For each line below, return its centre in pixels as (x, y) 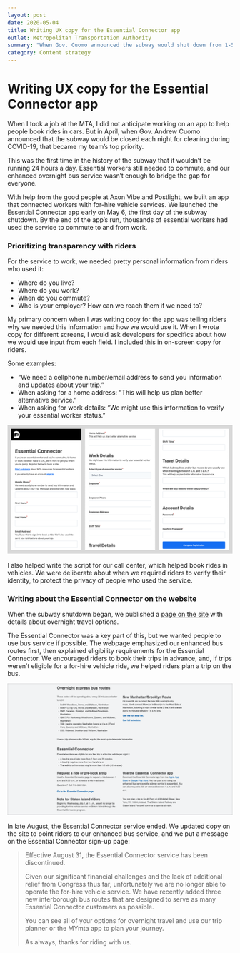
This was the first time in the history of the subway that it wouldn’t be (109, 160)
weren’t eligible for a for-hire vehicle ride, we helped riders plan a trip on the (120, 666)
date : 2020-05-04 (33, 22)
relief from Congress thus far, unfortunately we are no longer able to (125, 884)
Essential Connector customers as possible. (89, 907)
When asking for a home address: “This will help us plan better (110, 393)
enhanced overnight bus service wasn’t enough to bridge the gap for (109, 176)
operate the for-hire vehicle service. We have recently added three (123, 892)
